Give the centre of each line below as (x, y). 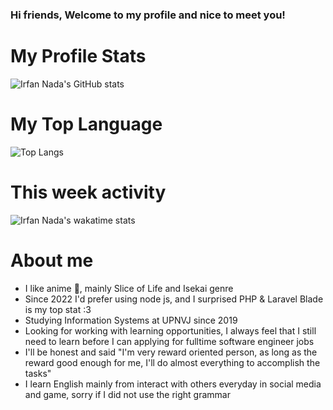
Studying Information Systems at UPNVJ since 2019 (131, 320)
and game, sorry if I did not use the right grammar (127, 394)
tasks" (38, 373)
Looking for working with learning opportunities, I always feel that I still (170, 330)
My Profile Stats (78, 56)
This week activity (88, 192)
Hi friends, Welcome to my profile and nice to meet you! (148, 15)
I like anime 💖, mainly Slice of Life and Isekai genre (129, 288)
